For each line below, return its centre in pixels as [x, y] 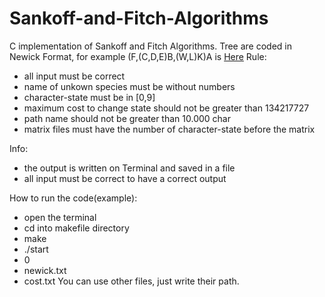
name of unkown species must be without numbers [129, 86]
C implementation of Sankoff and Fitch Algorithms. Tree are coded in [150, 46]
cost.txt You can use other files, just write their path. [131, 281]
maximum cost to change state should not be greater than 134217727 [166, 108]
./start [36, 249]
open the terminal [60, 217]
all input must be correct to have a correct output [125, 178]
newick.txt [45, 270]
